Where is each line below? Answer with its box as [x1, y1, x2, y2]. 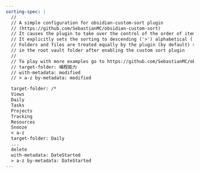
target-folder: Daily [11, 136, 65, 141]
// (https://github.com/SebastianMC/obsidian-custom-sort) [11, 25, 161, 32]
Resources [11, 119, 35, 125]
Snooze [11, 124, 27, 131]
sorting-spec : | [5, 8, 46, 15]
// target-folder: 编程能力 [11, 64, 77, 70]
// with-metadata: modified [11, 70, 81, 76]
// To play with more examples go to [11, 58, 105, 64]
